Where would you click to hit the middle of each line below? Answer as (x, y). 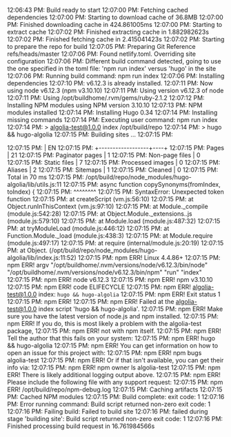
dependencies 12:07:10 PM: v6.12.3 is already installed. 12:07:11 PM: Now (110, 83)
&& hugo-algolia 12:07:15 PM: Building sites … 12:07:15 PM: (90, 134)
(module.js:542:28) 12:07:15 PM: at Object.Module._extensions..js (100, 214)
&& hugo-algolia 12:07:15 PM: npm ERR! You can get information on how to (113, 345)
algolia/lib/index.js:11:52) (42, 257)
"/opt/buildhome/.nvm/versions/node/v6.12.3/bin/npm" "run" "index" (104, 272)
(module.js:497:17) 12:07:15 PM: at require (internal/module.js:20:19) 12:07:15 (115, 243)
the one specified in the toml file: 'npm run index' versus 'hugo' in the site (112, 69)
